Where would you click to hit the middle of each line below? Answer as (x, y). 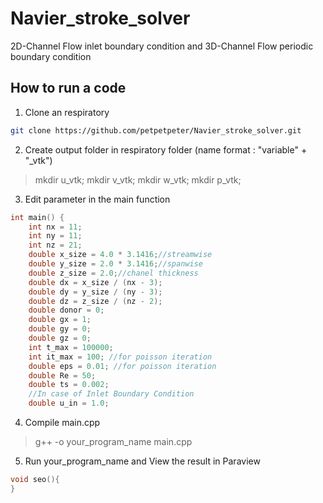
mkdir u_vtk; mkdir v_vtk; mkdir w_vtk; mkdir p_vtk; (138, 179)
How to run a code (68, 88)
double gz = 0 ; (60, 338)
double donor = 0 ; (66, 310)
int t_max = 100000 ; (71, 347)
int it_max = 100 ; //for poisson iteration (120, 357)
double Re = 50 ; (62, 375)
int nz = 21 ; (55, 245)
